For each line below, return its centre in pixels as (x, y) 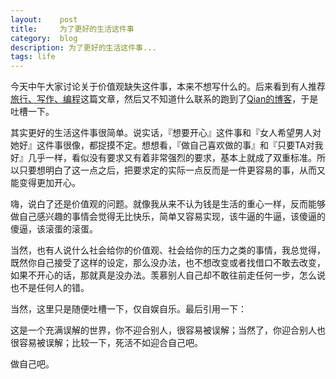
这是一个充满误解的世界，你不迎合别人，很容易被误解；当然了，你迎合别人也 (168, 330)
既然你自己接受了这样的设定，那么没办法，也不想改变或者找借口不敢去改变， (168, 263)
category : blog (44, 38)
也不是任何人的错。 (50, 288)
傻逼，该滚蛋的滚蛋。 (54, 229)
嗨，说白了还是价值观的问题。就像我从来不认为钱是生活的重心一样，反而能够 (168, 204)
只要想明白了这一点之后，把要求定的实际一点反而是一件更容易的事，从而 (167, 170)
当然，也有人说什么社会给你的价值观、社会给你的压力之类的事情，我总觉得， (168, 250)
